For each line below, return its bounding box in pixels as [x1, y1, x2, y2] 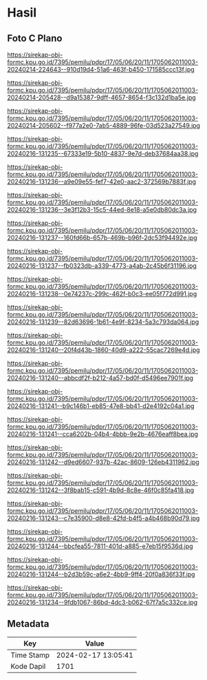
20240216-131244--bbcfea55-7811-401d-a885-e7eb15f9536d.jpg [7, 542, 194, 550]
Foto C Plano [7, 32, 63, 44]
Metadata [7, 618, 50, 630]
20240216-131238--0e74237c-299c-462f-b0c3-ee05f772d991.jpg [7, 290, 197, 298]
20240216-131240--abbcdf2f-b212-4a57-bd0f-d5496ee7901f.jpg [7, 374, 194, 382]
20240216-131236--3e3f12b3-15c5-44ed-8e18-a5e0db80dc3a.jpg [7, 206, 197, 213]
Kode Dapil [10, 661, 46, 671]
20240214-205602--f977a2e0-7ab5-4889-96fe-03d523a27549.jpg [7, 122, 201, 129]
